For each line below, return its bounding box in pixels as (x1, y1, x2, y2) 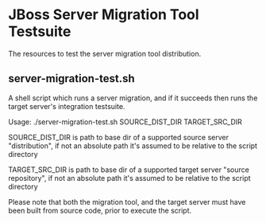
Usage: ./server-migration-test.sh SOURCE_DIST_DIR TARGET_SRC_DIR (8, 117, 242, 127)
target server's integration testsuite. (8, 101, 125, 111)
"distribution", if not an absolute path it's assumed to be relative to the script (8, 141, 258, 151)
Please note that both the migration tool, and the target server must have (8, 197, 246, 206)
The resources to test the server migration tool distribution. (8, 49, 202, 58)
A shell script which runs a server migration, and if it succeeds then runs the (8, 93, 258, 103)
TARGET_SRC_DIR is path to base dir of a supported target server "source (8, 165, 250, 174)
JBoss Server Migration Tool (8, 6, 200, 24)
